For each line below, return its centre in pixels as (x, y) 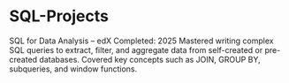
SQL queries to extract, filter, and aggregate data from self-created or (136, 49)
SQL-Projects (59, 16)
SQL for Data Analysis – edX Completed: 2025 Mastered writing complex (141, 41)
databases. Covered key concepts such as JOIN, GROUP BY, (150, 59)
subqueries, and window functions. (73, 69)
